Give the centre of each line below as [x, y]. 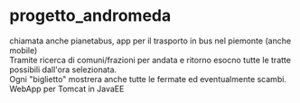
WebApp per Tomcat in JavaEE [67, 89]
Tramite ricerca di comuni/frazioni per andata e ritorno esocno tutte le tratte [150, 60]
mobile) [23, 50]
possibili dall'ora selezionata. [63, 70]
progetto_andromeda [90, 16]
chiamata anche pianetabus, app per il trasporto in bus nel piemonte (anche [150, 41]
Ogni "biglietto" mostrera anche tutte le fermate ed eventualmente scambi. [148, 79]
